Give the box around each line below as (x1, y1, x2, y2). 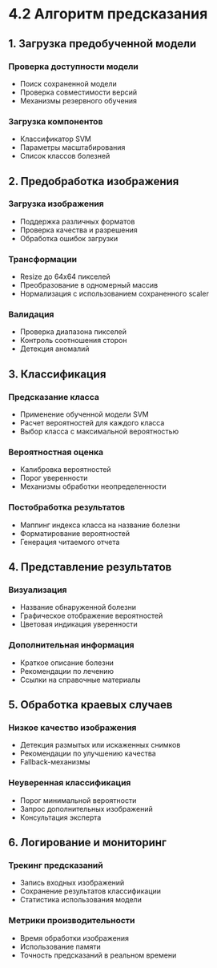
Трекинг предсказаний (8, 860, 103, 871)
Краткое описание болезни (19, 658, 115, 668)
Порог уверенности (19, 474, 88, 483)
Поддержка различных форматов (19, 216, 135, 226)
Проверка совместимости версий (19, 87, 138, 97)
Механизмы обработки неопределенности (19, 482, 167, 491)
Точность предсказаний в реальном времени (19, 950, 177, 960)
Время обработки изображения (19, 933, 130, 942)
